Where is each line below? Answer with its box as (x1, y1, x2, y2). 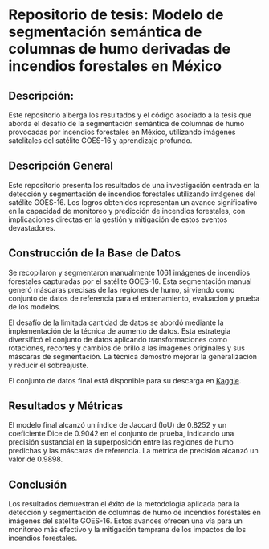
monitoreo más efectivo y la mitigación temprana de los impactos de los (8, 525, 247, 535)
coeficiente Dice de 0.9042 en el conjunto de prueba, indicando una (8, 428, 234, 439)
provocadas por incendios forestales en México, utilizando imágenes (8, 127, 236, 137)
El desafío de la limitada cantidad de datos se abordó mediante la (8, 318, 224, 327)
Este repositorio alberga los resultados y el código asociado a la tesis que (8, 110, 252, 120)
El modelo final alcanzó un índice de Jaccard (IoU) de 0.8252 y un (8, 420, 227, 430)
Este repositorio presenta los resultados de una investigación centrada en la (8, 180, 259, 190)
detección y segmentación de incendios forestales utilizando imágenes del (8, 189, 256, 199)
